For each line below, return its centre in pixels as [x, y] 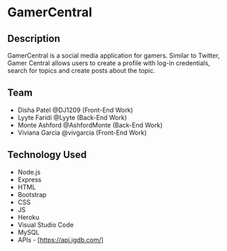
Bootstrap [32, 194]
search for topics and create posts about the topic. [82, 71]
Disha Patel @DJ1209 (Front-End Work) [75, 110]
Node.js [29, 172]
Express [29, 179]
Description [34, 39]
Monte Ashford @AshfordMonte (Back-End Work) [90, 125]
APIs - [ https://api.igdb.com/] [61, 240]
